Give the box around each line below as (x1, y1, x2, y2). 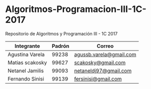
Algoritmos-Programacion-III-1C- (5, 3, 146, 15)
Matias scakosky (7, 59, 47, 66)
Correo (96, 42, 114, 49)
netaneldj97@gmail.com (74, 67, 131, 74)
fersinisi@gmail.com (74, 75, 122, 82)
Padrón (51, 42, 69, 49)
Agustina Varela (7, 51, 45, 58)
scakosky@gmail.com (74, 59, 126, 66)
